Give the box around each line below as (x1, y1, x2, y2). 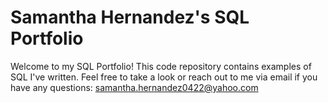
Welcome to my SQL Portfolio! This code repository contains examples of (10, 60, 312, 72)
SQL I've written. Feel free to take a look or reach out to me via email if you (10, 71, 318, 83)
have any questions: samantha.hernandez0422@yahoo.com (10, 81, 259, 93)
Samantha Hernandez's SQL (10, 6, 250, 29)
